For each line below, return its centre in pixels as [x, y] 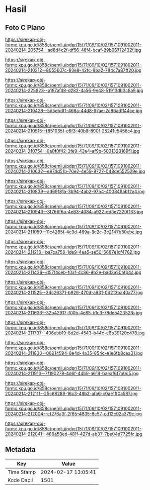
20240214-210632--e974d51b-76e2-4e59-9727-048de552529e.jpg [75, 171]
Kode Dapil [20, 480]
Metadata [20, 449]
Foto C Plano [25, 28]
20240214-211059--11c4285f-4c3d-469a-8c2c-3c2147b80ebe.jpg [74, 232]
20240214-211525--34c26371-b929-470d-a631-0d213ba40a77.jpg [74, 293]
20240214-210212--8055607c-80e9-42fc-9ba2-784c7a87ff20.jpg [73, 70]
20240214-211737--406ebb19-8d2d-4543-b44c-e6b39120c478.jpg [75, 333]
